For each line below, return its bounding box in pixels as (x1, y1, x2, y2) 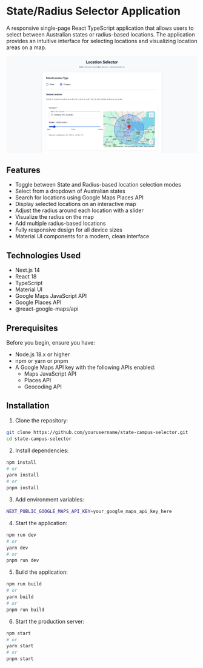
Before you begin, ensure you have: (6, 339, 95, 346)
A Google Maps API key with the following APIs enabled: (15, 363, 156, 371)
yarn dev (6, 545, 28, 551)
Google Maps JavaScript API (15, 292, 87, 300)
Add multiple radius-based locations (15, 220, 106, 227)
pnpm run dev (6, 557, 39, 563)
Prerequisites (6, 323, 58, 333)
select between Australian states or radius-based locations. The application (6, 30, 195, 38)
